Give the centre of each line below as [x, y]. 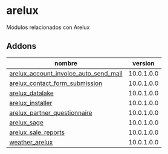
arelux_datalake [32, 93]
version [144, 63]
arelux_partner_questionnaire [51, 112]
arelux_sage [27, 123]
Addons [21, 46]
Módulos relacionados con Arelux [48, 27]
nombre [66, 63]
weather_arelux [31, 142]
